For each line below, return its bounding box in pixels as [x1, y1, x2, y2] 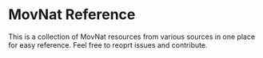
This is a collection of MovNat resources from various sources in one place [8, 32, 256, 41]
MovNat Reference [8, 6, 136, 24]
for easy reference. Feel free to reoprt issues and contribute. [8, 40, 208, 49]
